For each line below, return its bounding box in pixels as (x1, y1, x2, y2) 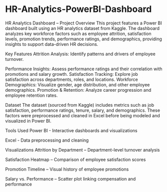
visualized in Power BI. (5, 118, 51, 124)
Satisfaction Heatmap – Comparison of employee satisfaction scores (5, 156, 146, 163)
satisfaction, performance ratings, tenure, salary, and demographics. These (5, 107, 161, 113)
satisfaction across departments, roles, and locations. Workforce (5, 76, 138, 82)
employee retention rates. (5, 92, 58, 98)
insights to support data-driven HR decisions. (5, 41, 99, 47)
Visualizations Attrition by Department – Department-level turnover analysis (5, 147, 160, 153)
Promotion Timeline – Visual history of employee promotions (5, 166, 129, 172)
